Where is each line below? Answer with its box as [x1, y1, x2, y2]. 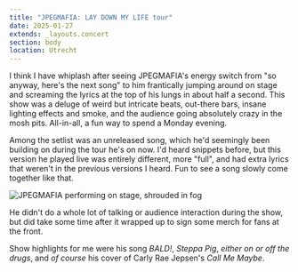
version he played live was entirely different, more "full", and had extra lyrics [9, 154, 289, 164]
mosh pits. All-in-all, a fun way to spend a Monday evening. [9, 117, 228, 129]
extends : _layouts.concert [9, 29, 109, 38]
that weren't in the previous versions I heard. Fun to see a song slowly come [9, 164, 289, 174]
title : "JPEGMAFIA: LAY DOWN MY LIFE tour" [9, 12, 173, 22]
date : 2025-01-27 [9, 21, 74, 30]
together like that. [9, 172, 74, 183]
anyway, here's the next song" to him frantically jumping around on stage [9, 80, 278, 91]
